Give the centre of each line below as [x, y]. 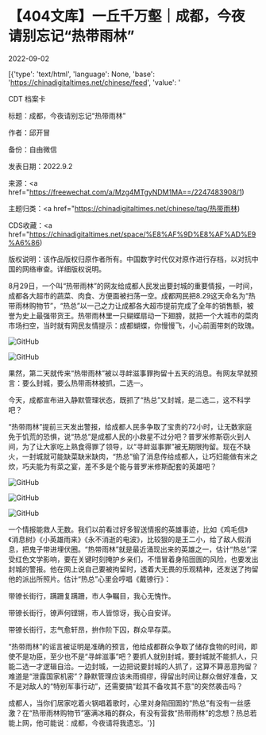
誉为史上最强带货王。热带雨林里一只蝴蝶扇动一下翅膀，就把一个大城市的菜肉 [133, 315]
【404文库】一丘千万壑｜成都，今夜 [127, 16]
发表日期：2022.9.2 [40, 166]
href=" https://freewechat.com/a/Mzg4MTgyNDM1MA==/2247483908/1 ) [126, 192]
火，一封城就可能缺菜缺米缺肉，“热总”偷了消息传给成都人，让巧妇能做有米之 [133, 456]
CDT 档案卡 [27, 98]
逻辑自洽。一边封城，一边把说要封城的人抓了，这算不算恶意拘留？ [150, 666]
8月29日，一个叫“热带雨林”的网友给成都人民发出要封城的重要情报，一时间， [133, 286]
